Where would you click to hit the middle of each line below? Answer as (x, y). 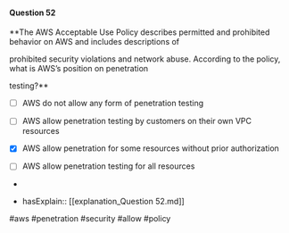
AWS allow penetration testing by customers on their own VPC (137, 121)
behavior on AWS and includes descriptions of (95, 42)
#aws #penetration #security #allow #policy (90, 219)
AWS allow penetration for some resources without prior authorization (150, 148)
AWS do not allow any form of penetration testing (113, 104)
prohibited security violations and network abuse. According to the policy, (145, 59)
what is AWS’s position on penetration (79, 69)
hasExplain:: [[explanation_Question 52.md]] (103, 202)
